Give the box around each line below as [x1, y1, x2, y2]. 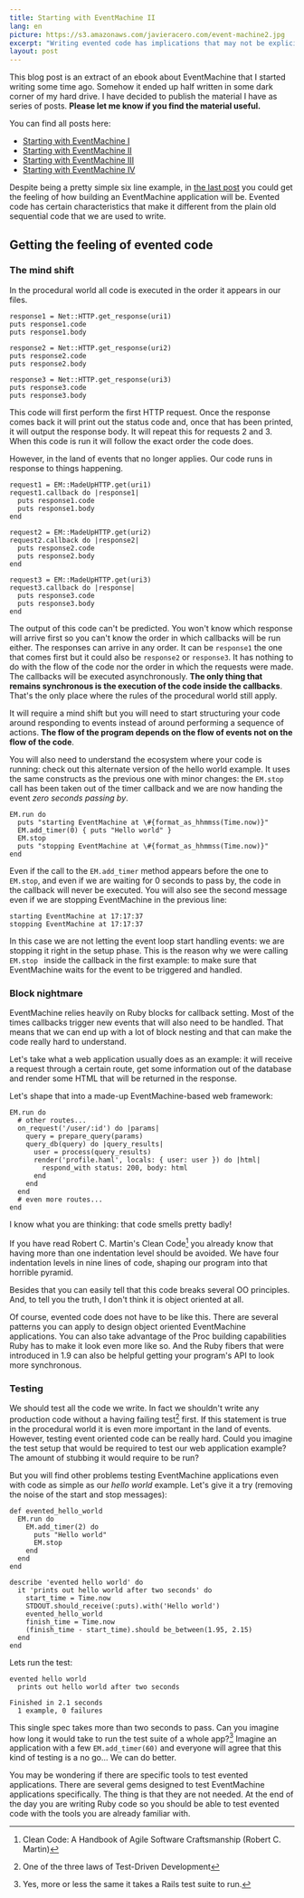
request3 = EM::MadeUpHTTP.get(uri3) [9, 575, 152, 584]
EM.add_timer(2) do [25, 1522, 100, 1532]
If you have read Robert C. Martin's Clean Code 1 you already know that [9, 1237, 274, 1248]
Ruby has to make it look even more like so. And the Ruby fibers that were [9, 1340, 285, 1351]
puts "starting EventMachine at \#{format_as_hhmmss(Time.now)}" [17, 818, 270, 827]
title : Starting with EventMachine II [9, 13, 156, 23]
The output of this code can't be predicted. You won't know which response [9, 622, 293, 633]
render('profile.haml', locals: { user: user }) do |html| [33, 1155, 261, 1165]
